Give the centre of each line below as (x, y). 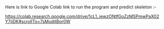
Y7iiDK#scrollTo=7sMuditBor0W (38, 22)
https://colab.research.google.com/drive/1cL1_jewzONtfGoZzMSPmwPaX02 (82, 16)
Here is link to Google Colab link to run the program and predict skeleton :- (81, 7)
